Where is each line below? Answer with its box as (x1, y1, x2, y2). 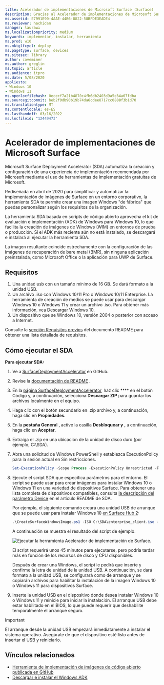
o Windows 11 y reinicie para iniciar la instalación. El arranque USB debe (12, 597, 157, 603)
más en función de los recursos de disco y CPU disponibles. (12, 552, 134, 558)
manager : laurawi (5, 25, 41, 30)
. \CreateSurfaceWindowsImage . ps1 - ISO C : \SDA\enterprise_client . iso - (12, 520, 159, 524)
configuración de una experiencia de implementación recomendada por (5, 169, 149, 175)
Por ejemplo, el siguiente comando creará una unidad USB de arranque (12, 505, 156, 511)
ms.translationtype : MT (5, 102, 54, 107)
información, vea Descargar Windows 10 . (12, 307, 95, 313)
